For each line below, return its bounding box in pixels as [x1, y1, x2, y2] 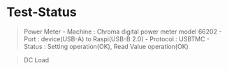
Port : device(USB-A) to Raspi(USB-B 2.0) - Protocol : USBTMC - [23, 34, 210, 43]
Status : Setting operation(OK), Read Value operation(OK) [23, 42, 189, 50]
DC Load [23, 55, 50, 64]
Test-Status [6, 4, 78, 20]
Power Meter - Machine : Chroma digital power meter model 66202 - [23, 27, 222, 36]
